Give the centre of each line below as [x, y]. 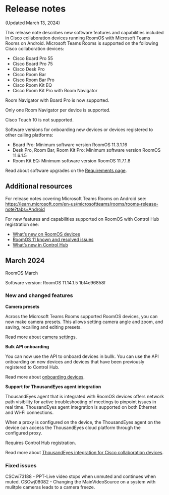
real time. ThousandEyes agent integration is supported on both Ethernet [81, 407]
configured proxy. [24, 433]
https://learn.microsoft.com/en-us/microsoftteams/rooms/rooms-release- [82, 204]
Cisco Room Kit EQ [32, 85]
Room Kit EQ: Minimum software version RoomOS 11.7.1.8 [71, 161]
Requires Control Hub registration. [41, 443]
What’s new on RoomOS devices [46, 234]
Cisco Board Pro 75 [33, 64]
